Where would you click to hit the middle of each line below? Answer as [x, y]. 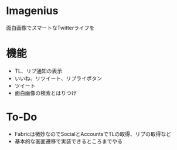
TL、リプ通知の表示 [38, 71]
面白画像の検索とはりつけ [45, 93]
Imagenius [32, 11]
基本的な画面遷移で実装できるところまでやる [69, 141]
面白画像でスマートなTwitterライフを [50, 28]
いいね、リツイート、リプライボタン [58, 78]
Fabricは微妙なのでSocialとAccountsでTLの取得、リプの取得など [93, 134]
